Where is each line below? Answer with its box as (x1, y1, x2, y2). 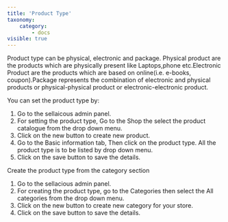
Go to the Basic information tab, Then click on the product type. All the (16, 139, 216, 147)
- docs (31, 29, 51, 36)
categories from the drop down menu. (16, 194, 125, 202)
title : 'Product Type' (7, 10, 72, 17)
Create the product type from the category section (7, 167, 150, 175)
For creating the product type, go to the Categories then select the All (16, 187, 214, 195)
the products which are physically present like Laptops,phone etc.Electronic (7, 61, 221, 70)
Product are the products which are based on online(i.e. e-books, (7, 69, 192, 77)
